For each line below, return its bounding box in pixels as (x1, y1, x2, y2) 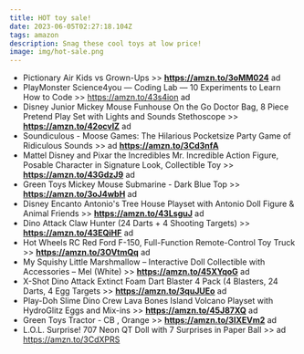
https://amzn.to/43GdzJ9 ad (22, 170, 135, 181)
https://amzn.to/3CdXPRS (22, 334, 121, 345)
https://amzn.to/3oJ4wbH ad (22, 189, 137, 200)
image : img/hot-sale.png (9, 47, 104, 57)
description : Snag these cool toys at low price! (9, 38, 203, 48)
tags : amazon (9, 30, 59, 39)
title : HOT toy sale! (9, 13, 92, 23)
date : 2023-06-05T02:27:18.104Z (9, 22, 132, 31)
